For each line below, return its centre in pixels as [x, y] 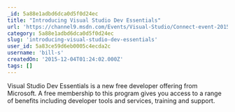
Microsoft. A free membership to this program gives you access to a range [114, 93]
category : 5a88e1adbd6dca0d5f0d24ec [60, 33]
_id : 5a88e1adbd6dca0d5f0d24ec [53, 14]
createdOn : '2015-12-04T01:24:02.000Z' [65, 59]
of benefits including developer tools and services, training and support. [111, 100]
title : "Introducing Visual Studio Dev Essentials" [84, 20]
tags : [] [20, 66]
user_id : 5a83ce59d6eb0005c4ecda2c [59, 46]
